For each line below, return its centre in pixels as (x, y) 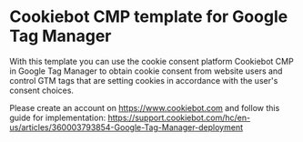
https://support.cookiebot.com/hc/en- (179, 117)
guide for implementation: (58, 117)
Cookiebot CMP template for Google (149, 17)
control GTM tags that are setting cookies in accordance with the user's (144, 80)
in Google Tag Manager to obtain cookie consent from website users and (146, 71)
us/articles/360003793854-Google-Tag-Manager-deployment (126, 127)
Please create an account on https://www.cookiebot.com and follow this (145, 107)
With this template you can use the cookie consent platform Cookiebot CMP (151, 61)
